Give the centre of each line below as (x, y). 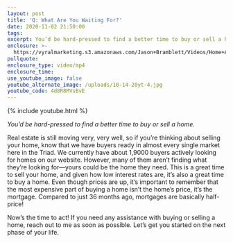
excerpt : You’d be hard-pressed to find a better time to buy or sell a (114, 40)
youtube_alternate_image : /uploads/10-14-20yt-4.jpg (85, 85)
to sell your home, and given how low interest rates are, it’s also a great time (115, 175)
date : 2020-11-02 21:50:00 (46, 26)
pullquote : (23, 59)
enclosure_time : (31, 72)
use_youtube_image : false (44, 78)
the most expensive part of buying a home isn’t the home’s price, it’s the (110, 190)
